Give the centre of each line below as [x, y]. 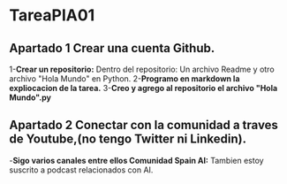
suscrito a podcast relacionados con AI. [81, 170]
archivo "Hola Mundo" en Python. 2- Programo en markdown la [125, 79]
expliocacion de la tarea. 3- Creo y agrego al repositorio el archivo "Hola [143, 88]
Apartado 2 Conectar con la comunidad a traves [143, 125]
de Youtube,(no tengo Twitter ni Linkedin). [128, 139]
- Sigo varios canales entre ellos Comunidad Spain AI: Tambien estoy [136, 160]
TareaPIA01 [52, 15]
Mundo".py [30, 97]
